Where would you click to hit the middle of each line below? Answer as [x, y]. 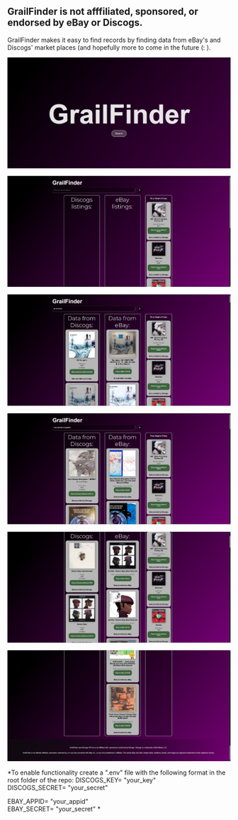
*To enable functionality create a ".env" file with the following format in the [117, 772]
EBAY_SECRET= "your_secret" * [54, 809]
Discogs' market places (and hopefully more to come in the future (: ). [109, 47]
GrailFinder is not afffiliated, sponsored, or [103, 12]
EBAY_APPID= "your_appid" [48, 801]
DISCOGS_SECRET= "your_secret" [58, 787]
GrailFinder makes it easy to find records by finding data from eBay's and [114, 40]
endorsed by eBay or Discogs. [75, 23]
